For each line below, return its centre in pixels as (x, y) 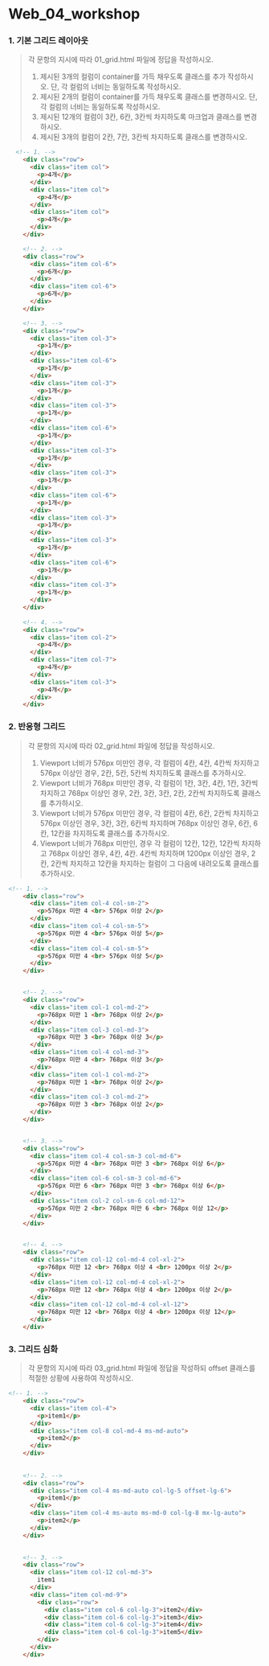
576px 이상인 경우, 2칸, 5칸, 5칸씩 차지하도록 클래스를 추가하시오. (143, 773)
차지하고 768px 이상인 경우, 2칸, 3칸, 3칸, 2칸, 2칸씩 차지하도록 (140, 793)
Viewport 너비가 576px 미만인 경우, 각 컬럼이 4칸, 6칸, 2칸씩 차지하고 (149, 813)
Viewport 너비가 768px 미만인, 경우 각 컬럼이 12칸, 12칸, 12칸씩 (140, 843)
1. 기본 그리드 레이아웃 (49, 41)
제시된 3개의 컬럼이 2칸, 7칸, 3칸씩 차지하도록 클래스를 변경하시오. (143, 137)
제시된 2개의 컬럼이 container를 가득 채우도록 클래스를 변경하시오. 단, (149, 96)
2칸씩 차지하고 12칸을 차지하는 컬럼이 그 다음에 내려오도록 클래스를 (155, 863)
